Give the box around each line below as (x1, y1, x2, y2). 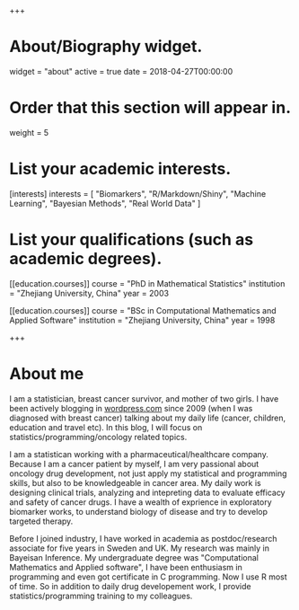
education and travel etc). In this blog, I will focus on (9, 421, 203, 432)
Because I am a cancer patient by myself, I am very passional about (9, 458, 259, 469)
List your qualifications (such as (9, 230, 254, 250)
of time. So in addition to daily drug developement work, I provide (9, 580, 251, 591)
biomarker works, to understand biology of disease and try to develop (9, 506, 268, 517)
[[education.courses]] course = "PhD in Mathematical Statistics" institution (9, 278, 286, 288)
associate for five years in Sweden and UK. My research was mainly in (9, 543, 270, 553)
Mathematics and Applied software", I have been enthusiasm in (9, 561, 242, 572)
